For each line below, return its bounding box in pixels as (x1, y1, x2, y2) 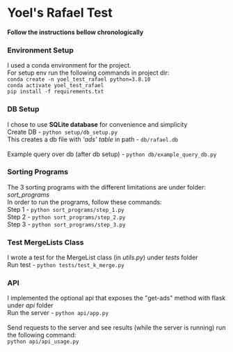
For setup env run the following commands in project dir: (7, 68, 170, 77)
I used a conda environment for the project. (7, 61, 131, 70)
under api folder (7, 301, 54, 309)
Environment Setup (7, 45, 74, 55)
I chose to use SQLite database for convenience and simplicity (7, 120, 188, 128)
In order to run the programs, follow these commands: (7, 197, 162, 206)
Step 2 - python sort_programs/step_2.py (7, 213, 126, 221)
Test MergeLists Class (7, 237, 84, 247)
